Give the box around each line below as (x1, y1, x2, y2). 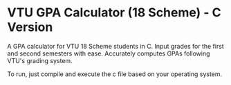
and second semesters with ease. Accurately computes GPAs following (7, 49, 210, 58)
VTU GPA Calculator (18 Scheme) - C (7, 5, 221, 21)
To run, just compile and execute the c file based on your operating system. (7, 70, 223, 78)
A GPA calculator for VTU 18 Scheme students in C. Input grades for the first (7, 42, 225, 50)
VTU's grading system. (7, 56, 73, 64)
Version (7, 19, 53, 35)
